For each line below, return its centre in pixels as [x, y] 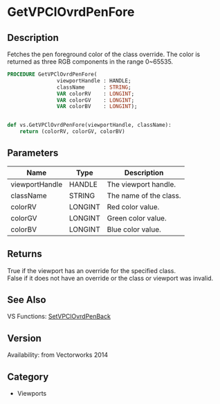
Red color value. [133, 207]
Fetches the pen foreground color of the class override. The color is [104, 54]
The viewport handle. [141, 184]
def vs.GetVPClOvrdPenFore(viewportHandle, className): [89, 125]
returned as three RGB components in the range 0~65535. [90, 62]
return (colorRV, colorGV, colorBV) [73, 132]
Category [28, 377]
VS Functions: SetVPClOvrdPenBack [59, 317]
